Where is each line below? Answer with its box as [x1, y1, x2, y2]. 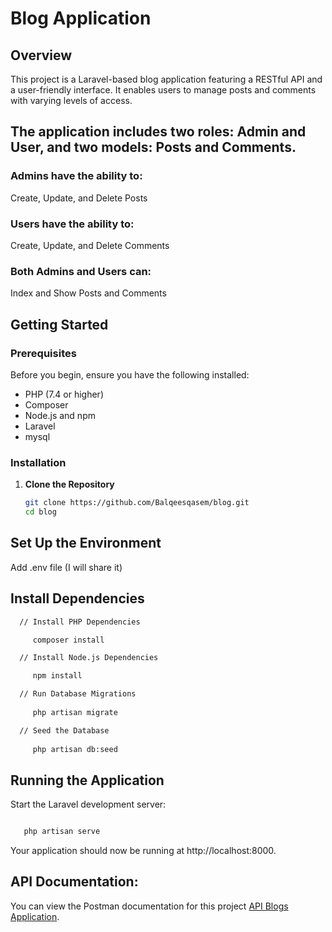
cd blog [24, 507, 57, 517]
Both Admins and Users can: [10, 264, 152, 278]
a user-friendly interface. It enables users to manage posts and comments [10, 84, 317, 96]
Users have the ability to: [10, 217, 135, 231]
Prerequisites [10, 346, 77, 360]
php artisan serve [23, 827, 101, 837]
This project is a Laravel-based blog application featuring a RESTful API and [10, 73, 323, 85]
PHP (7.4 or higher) [24, 388, 104, 400]
